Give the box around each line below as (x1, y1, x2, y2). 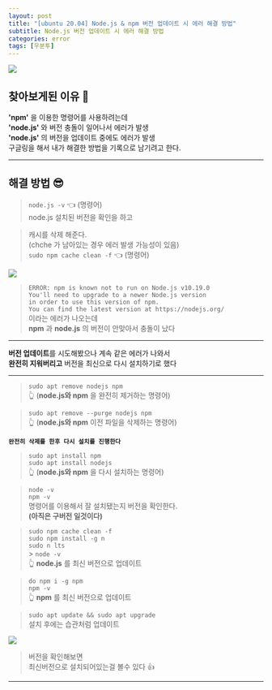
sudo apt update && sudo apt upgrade (28, 610, 156, 619)
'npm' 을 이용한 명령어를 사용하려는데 (8, 112, 128, 122)
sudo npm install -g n (28, 534, 105, 542)
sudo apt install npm (28, 451, 101, 459)
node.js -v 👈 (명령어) (28, 200, 103, 209)
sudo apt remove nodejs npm (28, 382, 123, 390)
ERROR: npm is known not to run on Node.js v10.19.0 (28, 283, 210, 292)
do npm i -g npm (28, 577, 83, 585)
